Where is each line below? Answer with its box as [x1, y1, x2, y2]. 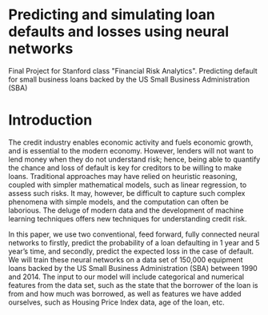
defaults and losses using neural [8, 22, 230, 41]
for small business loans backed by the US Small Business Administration [8, 74, 250, 84]
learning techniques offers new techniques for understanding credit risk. [8, 213, 247, 223]
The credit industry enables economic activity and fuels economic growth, [8, 138, 254, 147]
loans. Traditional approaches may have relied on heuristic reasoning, [8, 171, 238, 181]
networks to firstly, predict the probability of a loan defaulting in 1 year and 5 [8, 237, 260, 247]
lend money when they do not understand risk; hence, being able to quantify [8, 154, 261, 164]
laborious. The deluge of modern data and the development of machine [8, 205, 244, 215]
